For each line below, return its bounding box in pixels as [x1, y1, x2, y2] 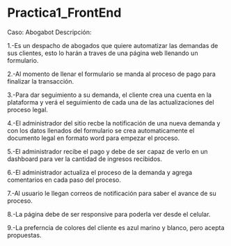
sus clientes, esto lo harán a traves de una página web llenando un [7, 49, 198, 57]
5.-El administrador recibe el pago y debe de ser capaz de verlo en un [7, 147, 208, 155]
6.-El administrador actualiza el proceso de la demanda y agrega [7, 168, 193, 176]
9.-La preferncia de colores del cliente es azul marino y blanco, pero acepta [7, 223, 225, 231]
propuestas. [7, 231, 42, 239]
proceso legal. [7, 105, 49, 114]
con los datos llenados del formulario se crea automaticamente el [7, 126, 195, 134]
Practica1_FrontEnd [7, 5, 122, 21]
